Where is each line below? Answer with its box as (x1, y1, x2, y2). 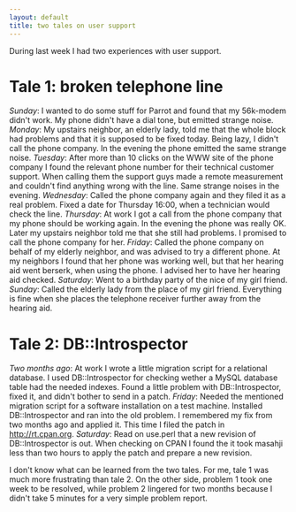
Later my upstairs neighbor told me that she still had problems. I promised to (9, 227, 287, 239)
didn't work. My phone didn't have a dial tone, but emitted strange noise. (9, 115, 274, 126)
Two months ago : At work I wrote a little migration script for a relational (9, 363, 268, 374)
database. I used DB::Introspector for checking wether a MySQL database (9, 372, 278, 383)
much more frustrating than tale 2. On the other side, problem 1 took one (9, 474, 273, 485)
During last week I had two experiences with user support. (9, 45, 222, 56)
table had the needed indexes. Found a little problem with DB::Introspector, (9, 382, 282, 393)
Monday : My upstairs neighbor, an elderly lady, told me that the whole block (9, 125, 286, 135)
